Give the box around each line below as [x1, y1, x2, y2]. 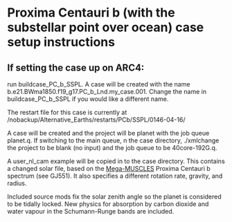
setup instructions [7, 35, 116, 50]
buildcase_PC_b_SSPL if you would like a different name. [7, 95, 169, 103]
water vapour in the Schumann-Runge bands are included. [7, 207, 175, 215]
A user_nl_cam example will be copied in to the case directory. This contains [7, 157, 225, 165]
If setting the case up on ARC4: [7, 62, 145, 73]
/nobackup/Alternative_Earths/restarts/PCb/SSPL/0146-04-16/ [7, 115, 186, 124]
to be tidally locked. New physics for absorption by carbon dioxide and [7, 200, 209, 208]
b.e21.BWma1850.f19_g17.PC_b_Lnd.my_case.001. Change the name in [7, 88, 206, 95]
